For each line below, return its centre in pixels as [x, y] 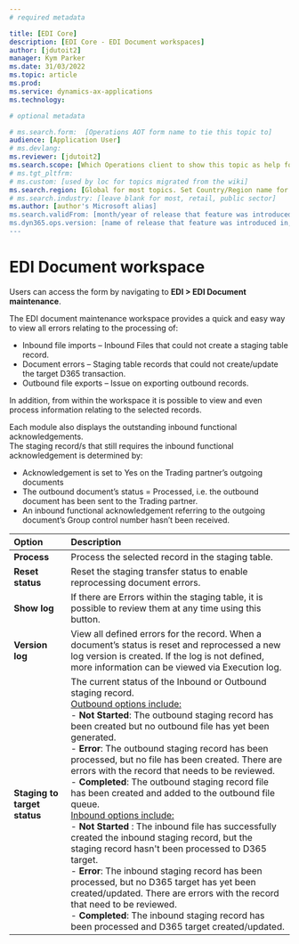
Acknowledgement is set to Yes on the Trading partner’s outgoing [142, 472]
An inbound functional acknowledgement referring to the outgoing [143, 510]
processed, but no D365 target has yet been [163, 882]
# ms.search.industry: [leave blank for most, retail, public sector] [143, 198]
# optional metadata [48, 116]
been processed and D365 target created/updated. [178, 926]
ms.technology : [37, 100]
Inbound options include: [123, 815]
